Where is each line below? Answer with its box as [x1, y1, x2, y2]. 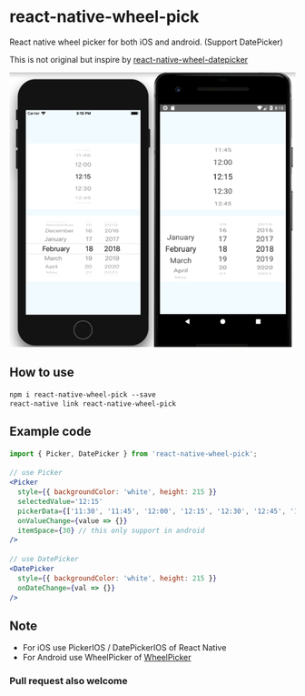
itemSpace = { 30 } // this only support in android [17, 526, 205, 535]
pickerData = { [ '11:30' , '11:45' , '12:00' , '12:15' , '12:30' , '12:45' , [17, 507, 287, 516]
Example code [9, 424, 92, 439]
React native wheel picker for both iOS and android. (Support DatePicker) [9, 36, 283, 47]
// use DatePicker [9, 555, 79, 564]
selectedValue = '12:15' [17, 497, 103, 506]
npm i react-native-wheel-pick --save [9, 389, 156, 399]
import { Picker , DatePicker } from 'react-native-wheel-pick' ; [9, 449, 258, 459]
